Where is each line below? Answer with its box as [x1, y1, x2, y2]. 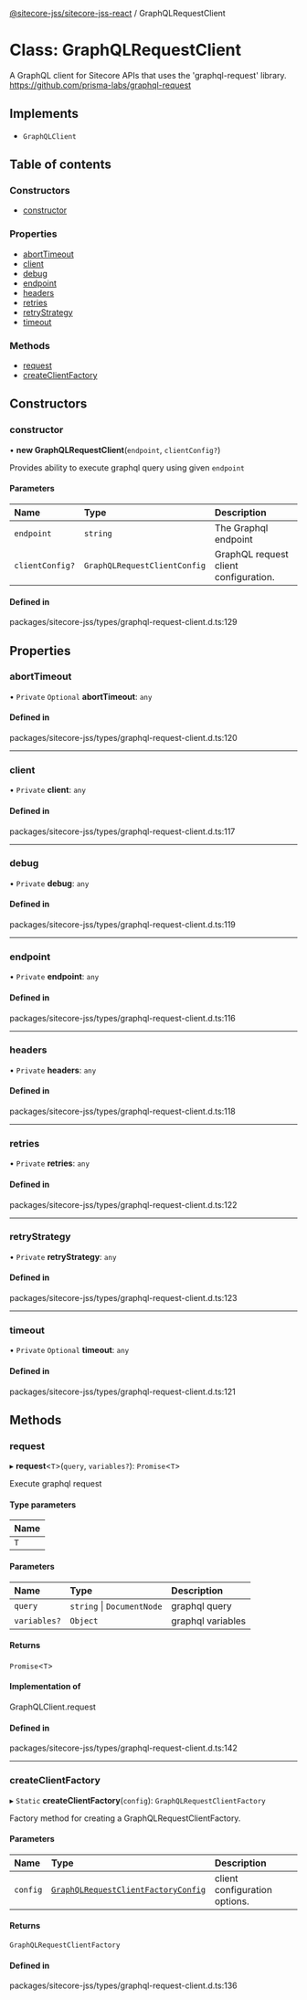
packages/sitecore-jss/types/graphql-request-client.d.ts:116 [9, 1012, 236, 1023]
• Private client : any [9, 785, 87, 796]
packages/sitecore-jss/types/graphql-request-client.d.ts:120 [9, 733, 238, 744]
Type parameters [9, 1498, 77, 1510]
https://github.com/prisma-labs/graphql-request [9, 79, 192, 90]
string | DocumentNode [69, 1599, 163, 1612]
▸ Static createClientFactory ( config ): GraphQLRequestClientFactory [9, 1794, 267, 1805]
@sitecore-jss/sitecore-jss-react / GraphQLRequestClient [9, 8, 226, 18]
